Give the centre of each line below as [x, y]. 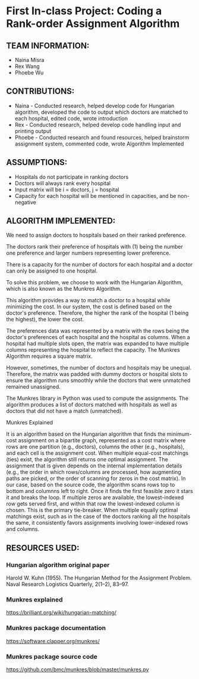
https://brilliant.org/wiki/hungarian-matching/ [61, 613]
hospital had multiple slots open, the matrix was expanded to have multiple [97, 343]
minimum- [179, 434]
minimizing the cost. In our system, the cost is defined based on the [89, 307]
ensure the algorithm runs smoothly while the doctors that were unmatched [98, 380]
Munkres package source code [52, 656]
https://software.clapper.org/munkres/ [53, 641]
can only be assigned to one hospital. [52, 271]
